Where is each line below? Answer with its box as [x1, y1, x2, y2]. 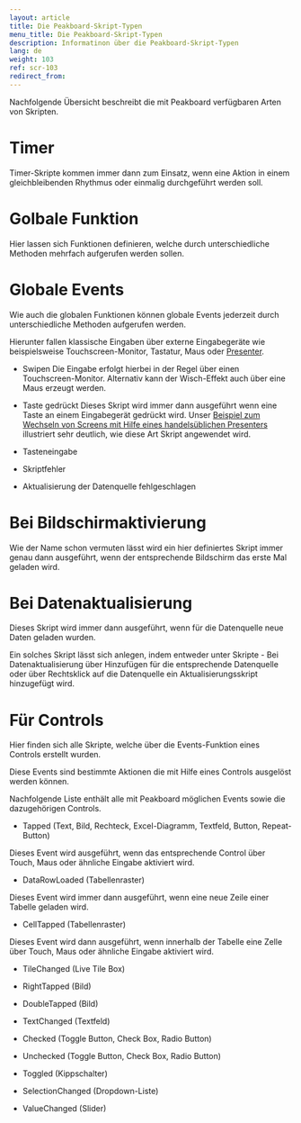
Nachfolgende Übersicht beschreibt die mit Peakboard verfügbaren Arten [9, 96, 281, 107]
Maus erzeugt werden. [22, 382, 106, 393]
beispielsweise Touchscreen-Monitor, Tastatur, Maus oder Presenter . [9, 346, 265, 357]
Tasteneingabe [22, 446, 78, 457]
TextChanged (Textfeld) [22, 1016, 111, 1027]
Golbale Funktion [9, 208, 139, 229]
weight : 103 [9, 55, 54, 64]
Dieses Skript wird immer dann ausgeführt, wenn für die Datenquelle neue [9, 622, 284, 633]
